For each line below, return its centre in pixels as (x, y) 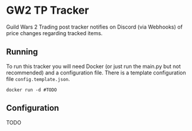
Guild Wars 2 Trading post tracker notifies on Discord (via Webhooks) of (95, 27)
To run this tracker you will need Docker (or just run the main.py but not (94, 66)
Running (22, 52)
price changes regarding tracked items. (54, 33)
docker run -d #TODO (32, 90)
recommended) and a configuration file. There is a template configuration (96, 73)
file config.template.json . (38, 79)
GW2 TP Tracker (48, 10)
